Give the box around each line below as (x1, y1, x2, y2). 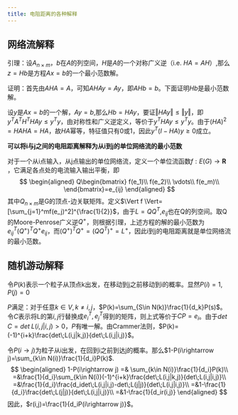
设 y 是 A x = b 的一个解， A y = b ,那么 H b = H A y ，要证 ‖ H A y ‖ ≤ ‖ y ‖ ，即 (7, 108, 204, 117)
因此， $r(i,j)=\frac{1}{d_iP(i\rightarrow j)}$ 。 (7, 400, 137, 409)
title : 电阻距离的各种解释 (7, 10, 78, 18)
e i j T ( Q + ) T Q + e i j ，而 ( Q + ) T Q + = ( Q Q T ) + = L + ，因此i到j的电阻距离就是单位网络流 (7, 226, 231, 237)
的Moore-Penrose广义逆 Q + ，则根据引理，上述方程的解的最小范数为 (7, 216, 205, 226)
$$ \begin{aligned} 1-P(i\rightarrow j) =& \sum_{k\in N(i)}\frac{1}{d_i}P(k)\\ (10, 365, 229, 374)
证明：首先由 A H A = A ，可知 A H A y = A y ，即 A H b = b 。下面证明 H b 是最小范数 (7, 84, 229, 93)
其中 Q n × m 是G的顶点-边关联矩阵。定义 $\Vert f (7, 196, 144, 207)
